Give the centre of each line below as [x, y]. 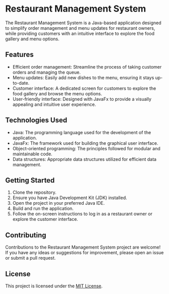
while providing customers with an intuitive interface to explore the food [80, 33]
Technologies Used [36, 120]
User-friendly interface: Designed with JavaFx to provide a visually [82, 99]
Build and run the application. [43, 209]
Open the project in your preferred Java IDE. [59, 203]
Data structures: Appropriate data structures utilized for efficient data [84, 159]
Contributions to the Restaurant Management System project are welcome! [83, 247]
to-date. [21, 83]
